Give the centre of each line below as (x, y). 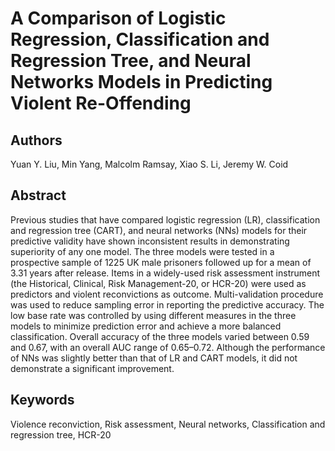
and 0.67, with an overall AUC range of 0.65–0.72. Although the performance (168, 347)
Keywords (42, 400)
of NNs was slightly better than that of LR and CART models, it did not (154, 358)
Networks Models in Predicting (141, 82)
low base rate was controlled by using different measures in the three (153, 315)
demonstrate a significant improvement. (92, 368)
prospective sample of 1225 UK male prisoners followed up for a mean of (161, 262)
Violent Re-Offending (101, 103)
